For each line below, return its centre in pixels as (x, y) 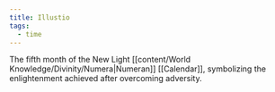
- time (30, 34)
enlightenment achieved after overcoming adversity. (106, 79)
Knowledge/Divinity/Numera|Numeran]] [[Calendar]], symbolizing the (138, 69)
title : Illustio (40, 17)
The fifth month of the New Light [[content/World (100, 60)
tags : (19, 26)
